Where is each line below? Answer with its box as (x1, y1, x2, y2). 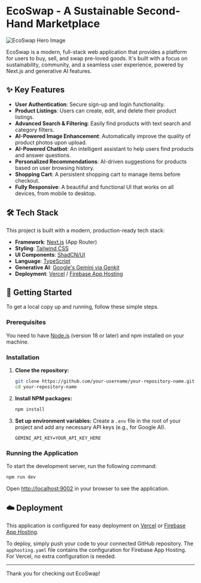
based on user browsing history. (14, 164, 95, 171)
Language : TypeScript (14, 257, 71, 265)
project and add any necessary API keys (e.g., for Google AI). (14, 423, 166, 430)
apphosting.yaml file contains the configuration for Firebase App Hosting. (6, 546, 187, 553)
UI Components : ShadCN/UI (14, 251, 86, 258)
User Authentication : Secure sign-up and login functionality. (14, 101, 166, 108)
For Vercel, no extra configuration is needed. (6, 552, 117, 560)
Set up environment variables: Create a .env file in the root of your (14, 417, 181, 424)
